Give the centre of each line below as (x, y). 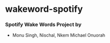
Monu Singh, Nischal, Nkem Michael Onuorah (59, 35)
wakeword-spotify (44, 9)
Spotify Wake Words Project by (43, 25)
